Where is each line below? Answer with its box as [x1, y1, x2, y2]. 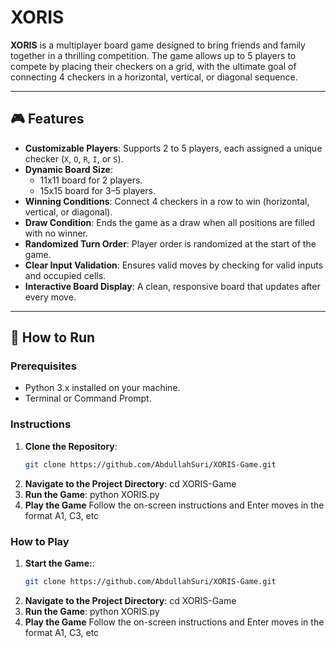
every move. [24, 291, 77, 303]
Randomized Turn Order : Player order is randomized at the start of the [24, 237, 317, 250]
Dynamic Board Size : [24, 163, 114, 175]
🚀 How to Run [10, 329, 96, 346]
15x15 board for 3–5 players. [39, 184, 157, 196]
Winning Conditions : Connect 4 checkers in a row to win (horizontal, [24, 195, 310, 207]
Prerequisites [10, 359, 77, 373]
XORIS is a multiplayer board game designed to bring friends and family [10, 39, 306, 51]
